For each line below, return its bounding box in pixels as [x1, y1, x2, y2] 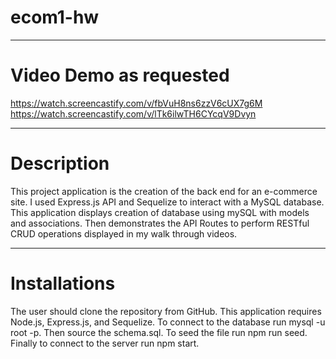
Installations [10, 272, 116, 295]
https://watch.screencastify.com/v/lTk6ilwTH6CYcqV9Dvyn [10, 107, 257, 120]
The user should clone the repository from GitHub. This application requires [10, 305, 322, 317]
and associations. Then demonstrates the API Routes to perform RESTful [10, 217, 310, 229]
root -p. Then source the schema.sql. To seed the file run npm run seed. [10, 326, 308, 338]
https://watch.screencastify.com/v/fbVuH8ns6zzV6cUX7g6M [10, 97, 263, 109]
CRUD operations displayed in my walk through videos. [10, 227, 238, 240]
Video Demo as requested [10, 64, 230, 87]
